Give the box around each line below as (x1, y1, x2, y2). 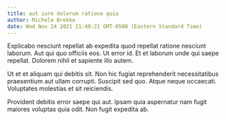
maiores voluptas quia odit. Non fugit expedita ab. (7, 105, 149, 114)
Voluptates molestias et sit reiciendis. (7, 84, 113, 93)
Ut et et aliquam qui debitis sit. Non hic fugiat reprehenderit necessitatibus (7, 70, 219, 78)
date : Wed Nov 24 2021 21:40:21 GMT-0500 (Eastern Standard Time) (7, 23, 203, 30)
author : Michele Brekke (7, 17, 76, 23)
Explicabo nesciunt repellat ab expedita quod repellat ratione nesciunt (7, 42, 206, 50)
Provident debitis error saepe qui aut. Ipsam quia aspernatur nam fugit (7, 98, 207, 106)
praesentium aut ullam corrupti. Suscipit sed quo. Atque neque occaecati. (7, 77, 217, 86)
